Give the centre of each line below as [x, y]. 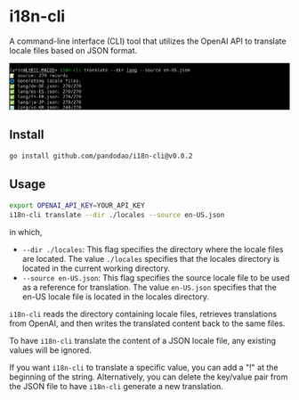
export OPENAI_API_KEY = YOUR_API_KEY [77, 206]
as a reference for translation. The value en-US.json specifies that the [149, 287]
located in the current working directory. [96, 268]
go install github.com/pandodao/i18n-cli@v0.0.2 [101, 156]
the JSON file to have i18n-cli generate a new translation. [117, 386]
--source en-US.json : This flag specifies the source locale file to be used [156, 277]
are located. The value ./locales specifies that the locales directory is [151, 258]
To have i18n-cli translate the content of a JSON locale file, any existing [142, 340]
